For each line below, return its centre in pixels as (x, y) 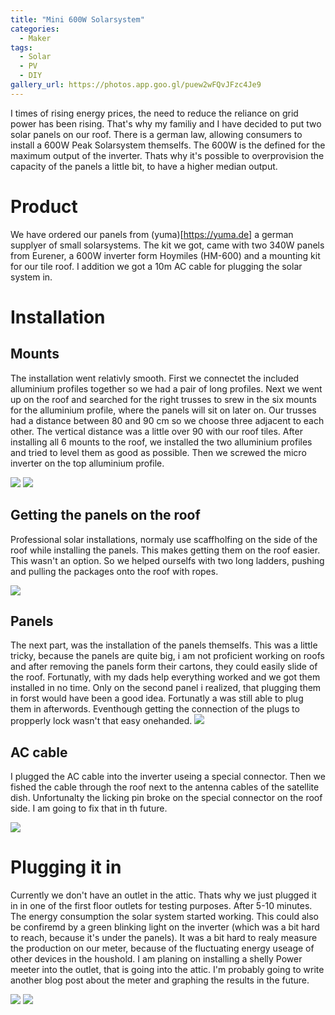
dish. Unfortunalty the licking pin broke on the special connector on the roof (166, 798)
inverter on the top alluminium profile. (87, 463)
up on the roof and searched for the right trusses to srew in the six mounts (163, 399)
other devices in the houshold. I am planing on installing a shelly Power (156, 959)
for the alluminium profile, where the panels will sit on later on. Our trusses (163, 410)
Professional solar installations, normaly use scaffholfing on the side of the (164, 539)
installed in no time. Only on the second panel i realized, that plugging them (166, 688)
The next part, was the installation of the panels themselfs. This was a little (164, 645)
